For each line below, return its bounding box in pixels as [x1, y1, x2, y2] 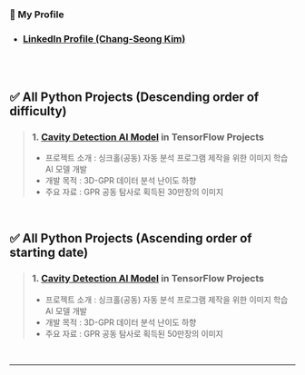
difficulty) [9, 104, 67, 119]
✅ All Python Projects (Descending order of [9, 89, 260, 104]
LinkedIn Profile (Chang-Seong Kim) [22, 32, 186, 44]
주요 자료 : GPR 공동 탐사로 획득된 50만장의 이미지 [44, 328, 224, 339]
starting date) [9, 245, 89, 261]
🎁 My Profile [9, 8, 64, 21]
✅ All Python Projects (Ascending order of [9, 231, 252, 246]
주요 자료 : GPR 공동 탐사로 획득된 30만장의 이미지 [44, 186, 224, 197]
